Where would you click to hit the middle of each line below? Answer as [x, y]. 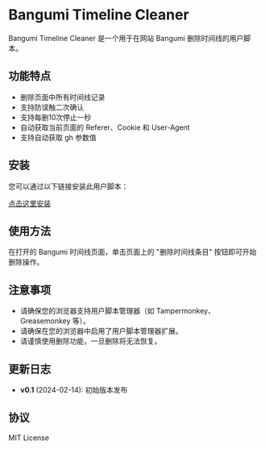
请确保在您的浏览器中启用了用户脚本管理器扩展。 [101, 331]
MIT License [29, 438]
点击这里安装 [29, 203]
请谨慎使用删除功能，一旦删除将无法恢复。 [91, 341]
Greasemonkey [45, 321]
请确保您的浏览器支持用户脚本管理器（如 [87, 311]
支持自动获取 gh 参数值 [58, 137]
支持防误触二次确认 [52, 107]
